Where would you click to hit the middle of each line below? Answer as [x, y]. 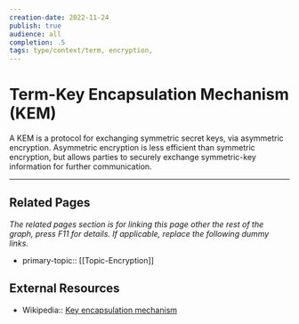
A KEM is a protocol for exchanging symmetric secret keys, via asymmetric [147, 138]
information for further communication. [81, 166]
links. [19, 243]
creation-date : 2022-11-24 [59, 17]
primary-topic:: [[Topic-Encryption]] [88, 260]
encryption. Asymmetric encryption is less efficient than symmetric [132, 148]
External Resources [65, 289]
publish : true [36, 26]
